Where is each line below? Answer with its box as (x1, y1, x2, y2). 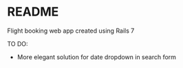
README (7, 4, 59, 20)
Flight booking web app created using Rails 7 (7, 27, 135, 35)
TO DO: (7, 39, 29, 48)
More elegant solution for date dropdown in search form (17, 52, 177, 61)
